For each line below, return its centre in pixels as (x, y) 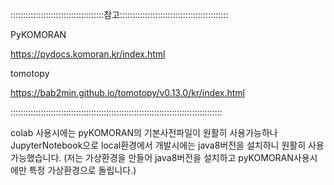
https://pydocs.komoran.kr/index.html (88, 54)
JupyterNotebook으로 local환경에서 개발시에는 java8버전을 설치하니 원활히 (158, 145)
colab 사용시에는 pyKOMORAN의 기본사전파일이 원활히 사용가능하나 (144, 132)
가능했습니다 (35, 157)
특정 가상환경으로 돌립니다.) (82, 170)
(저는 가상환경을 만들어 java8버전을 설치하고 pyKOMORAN (178, 157)
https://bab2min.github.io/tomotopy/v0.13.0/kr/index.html (128, 92)
